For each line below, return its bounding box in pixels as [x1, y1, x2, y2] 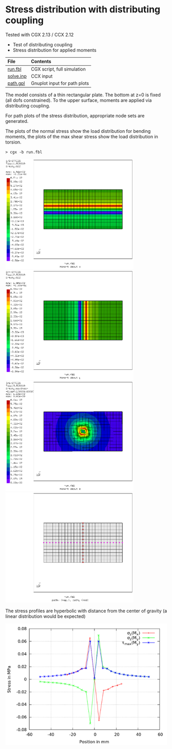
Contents [31, 58, 51, 65]
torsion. [5, 139, 22, 145]
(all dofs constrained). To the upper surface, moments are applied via [5, 97, 152, 103]
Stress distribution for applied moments [12, 47, 97, 53]
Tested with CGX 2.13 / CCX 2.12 [5, 31, 74, 38]
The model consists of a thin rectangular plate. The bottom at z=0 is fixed [5, 92, 161, 98]
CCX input [31, 73, 53, 79]
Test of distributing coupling [12, 41, 73, 47]
